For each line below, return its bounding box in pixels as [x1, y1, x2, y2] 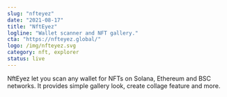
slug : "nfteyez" [7, 10, 54, 17]
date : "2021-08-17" [7, 17, 64, 24]
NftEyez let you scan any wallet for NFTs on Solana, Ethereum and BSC [7, 74, 211, 82]
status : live [7, 55, 45, 62]
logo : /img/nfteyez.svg [7, 42, 77, 49]
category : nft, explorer [7, 49, 79, 56]
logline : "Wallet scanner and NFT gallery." [7, 29, 139, 37]
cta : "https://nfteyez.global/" [7, 36, 101, 43]
